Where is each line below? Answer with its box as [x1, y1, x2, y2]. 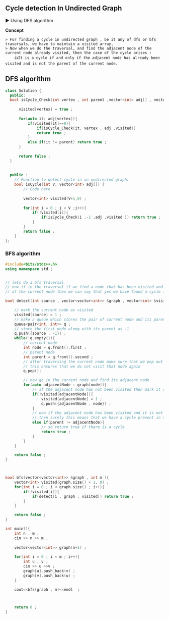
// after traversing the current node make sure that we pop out [23, 359, 163, 364]
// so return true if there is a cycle [41, 425, 125, 430]
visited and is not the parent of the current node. [5, 61, 118, 66]
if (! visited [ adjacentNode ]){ [32, 391, 94, 397]
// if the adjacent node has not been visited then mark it [32, 387, 161, 392]
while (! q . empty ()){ [14, 336, 55, 341]
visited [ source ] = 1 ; [14, 312, 62, 317]
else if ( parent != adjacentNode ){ [32, 420, 105, 425]
